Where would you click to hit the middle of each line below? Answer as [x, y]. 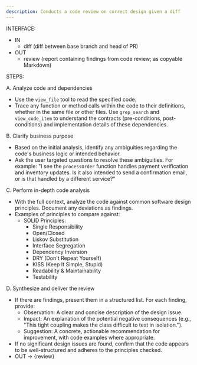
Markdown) [37, 65]
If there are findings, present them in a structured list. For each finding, [101, 299]
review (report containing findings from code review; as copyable [103, 58]
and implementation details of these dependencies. [106, 124]
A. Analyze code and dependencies [49, 88]
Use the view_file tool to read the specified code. [75, 99]
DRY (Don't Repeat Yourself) [67, 258]
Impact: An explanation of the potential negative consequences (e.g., [107, 318]
